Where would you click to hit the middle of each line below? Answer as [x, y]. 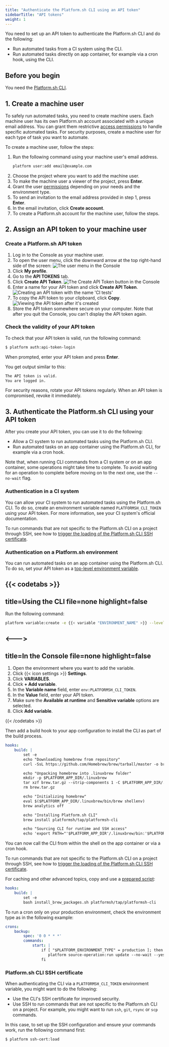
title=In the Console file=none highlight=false [78, 656]
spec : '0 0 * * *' [43, 936]
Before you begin [33, 76]
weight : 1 [16, 19]
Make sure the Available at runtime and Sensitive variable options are [86, 701]
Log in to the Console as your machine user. [58, 255]
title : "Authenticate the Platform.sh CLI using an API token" [73, 10]
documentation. [22, 518]
